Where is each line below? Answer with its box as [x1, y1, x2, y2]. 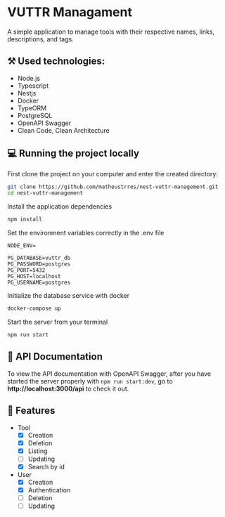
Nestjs [17, 89, 37, 97]
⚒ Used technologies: [7, 55, 105, 67]
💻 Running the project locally [7, 148, 139, 159]
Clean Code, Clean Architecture [17, 126, 110, 134]
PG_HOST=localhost [7, 273, 61, 280]
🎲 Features [7, 405, 56, 417]
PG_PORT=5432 [7, 267, 46, 274]
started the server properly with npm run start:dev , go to [7, 377, 174, 385]
